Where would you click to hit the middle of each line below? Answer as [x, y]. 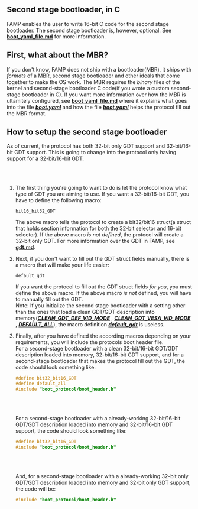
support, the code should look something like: [71, 431]
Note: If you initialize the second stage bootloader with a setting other [100, 306]
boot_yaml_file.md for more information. [56, 36]
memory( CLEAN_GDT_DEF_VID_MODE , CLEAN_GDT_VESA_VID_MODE [103, 318]
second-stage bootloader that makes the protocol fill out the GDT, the [100, 361]
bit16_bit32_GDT [35, 211]
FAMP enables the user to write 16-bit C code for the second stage [88, 24]
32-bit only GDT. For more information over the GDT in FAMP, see [95, 241]
